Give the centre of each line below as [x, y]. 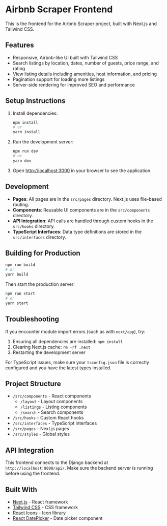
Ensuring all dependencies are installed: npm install [68, 341]
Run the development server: [43, 142]
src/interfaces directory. [39, 237]
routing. [21, 204]
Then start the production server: [40, 284]
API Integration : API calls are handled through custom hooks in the [83, 221]
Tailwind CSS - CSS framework [45, 507]
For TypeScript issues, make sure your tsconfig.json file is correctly [77, 362]
